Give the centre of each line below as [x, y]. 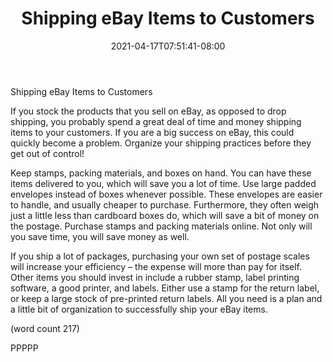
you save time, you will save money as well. [100, 236]
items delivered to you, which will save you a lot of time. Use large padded [163, 183]
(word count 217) [45, 328]
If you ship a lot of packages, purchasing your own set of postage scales [160, 256]
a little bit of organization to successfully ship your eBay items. [139, 309]
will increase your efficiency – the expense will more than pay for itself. [156, 266]
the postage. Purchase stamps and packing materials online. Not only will [161, 226]
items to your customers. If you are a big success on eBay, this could [152, 132]
